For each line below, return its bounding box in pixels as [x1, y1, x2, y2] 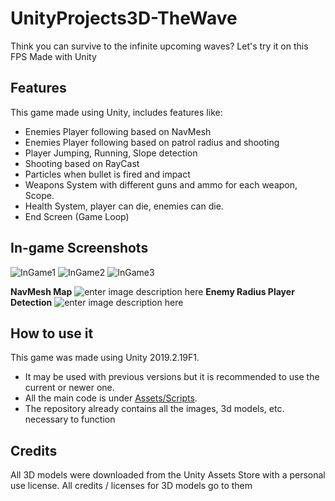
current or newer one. [24, 382, 115, 394]
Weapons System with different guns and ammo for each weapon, [24, 178, 298, 191]
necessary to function [24, 413, 116, 426]
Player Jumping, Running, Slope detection [24, 147, 198, 159]
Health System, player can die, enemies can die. [24, 200, 224, 212]
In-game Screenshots [10, 240, 149, 257]
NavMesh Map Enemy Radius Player [10, 285, 295, 297]
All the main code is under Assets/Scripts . [24, 392, 198, 404]
